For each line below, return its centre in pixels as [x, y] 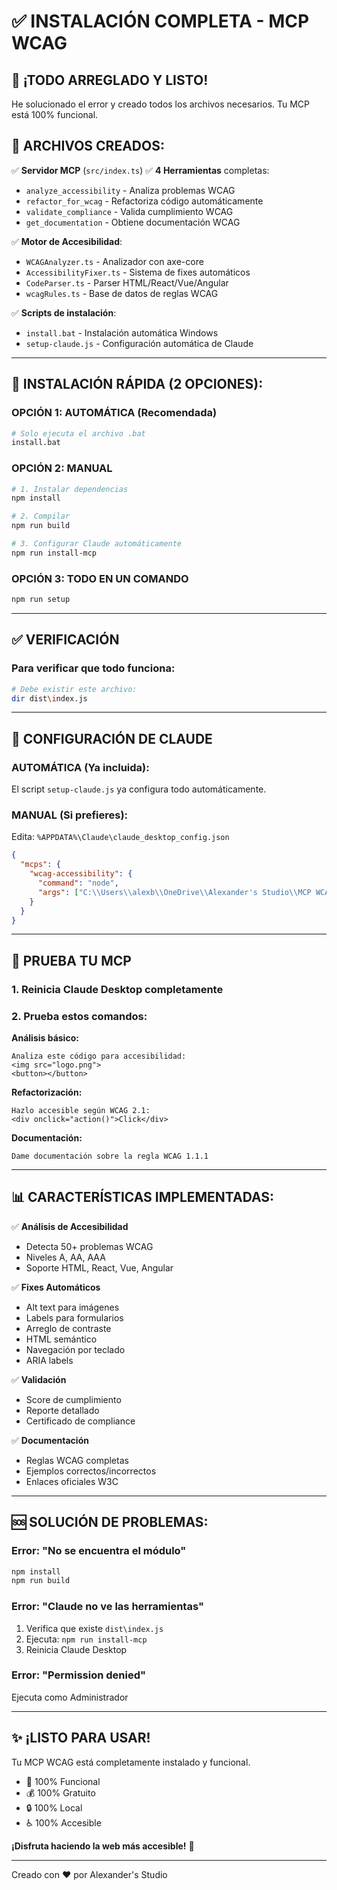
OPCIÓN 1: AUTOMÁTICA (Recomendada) [114, 413]
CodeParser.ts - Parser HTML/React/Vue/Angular [127, 282]
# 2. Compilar [41, 516]
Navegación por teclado [75, 1349]
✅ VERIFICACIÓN [65, 640]
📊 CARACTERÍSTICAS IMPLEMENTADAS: [143, 1197]
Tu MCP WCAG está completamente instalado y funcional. [131, 1762]
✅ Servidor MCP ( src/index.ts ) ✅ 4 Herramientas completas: [140, 170]
